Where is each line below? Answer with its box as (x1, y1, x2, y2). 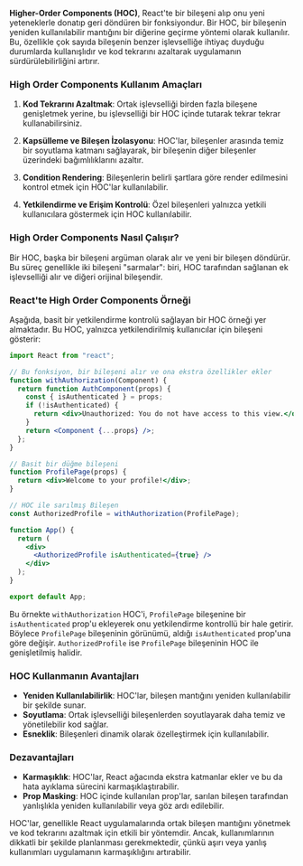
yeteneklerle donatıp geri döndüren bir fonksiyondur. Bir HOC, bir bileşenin (9, 17, 287, 28)
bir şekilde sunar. (22, 700, 87, 711)
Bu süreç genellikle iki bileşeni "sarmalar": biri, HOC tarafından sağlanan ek (9, 261, 289, 272)
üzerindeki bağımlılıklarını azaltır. (22, 155, 144, 165)
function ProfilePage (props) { (9, 467, 127, 477)
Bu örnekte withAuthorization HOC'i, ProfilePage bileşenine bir (9, 608, 246, 619)
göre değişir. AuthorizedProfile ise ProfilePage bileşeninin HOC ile (9, 637, 260, 648)
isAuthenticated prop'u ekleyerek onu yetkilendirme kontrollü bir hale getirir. (9, 618, 294, 629)
